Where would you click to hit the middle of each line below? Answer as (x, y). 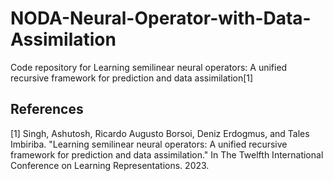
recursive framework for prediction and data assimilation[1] (132, 78)
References (47, 109)
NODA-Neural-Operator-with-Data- (161, 18)
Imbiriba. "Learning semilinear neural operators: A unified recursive (149, 144)
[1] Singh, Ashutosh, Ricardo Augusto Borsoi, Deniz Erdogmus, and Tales (160, 133)
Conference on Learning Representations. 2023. (110, 165)
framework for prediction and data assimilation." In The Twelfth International (167, 154)
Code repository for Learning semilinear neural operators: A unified (149, 67)
